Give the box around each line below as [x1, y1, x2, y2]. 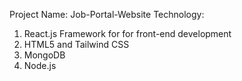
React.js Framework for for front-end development [23, 28, 232, 39]
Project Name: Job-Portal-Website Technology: [9, 9, 205, 20]
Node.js [23, 60, 57, 71]
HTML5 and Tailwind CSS [23, 39, 130, 50]
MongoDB [23, 49, 66, 61]
